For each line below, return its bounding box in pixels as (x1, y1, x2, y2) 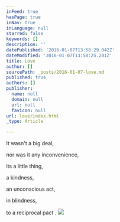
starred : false (6, 31, 44, 37)
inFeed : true (6, 8, 38, 15)
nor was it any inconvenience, (6, 151, 79, 158)
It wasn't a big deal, (6, 140, 54, 147)
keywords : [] (6, 36, 38, 42)
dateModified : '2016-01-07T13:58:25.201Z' (6, 53, 112, 58)
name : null (11, 91, 38, 97)
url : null (11, 102, 35, 108)
